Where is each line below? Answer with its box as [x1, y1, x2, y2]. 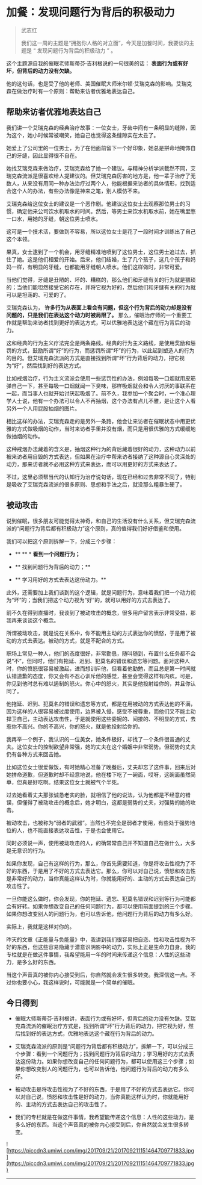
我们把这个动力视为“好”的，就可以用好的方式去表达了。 [37, 596, 174, 603]
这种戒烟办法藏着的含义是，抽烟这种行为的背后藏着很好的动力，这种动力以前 [6, 445, 196, 452]
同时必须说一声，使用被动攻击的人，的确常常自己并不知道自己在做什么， [6, 839, 185, 847]
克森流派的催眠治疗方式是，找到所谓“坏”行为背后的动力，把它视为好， [14, 1022, 189, 1030]
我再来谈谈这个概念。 [6, 617, 59, 624]
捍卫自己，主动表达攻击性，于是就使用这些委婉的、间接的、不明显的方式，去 [6, 715, 196, 723]
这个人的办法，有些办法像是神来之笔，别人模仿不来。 [11, 187, 143, 194]
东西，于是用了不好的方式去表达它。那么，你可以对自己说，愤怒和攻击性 [16, 867, 196, 874]
